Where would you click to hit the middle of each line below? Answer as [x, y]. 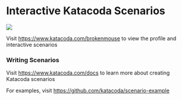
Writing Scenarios [33, 60]
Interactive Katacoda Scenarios [86, 11]
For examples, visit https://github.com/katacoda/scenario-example [88, 91]
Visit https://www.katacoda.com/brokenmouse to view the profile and [91, 38]
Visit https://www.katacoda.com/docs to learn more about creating [88, 73]
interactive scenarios [32, 44]
